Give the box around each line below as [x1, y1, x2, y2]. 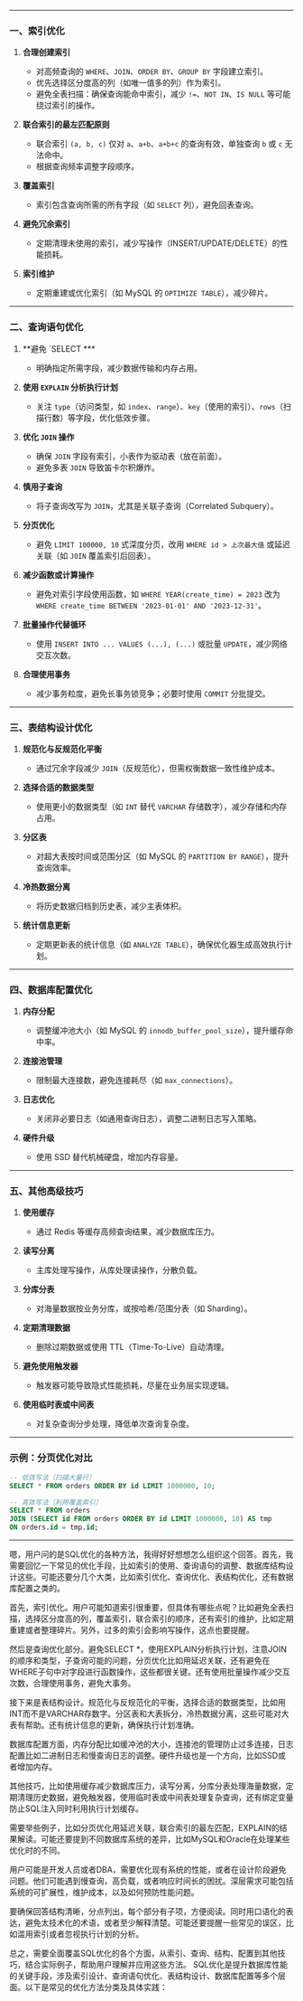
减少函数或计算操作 [22, 569, 95, 580]
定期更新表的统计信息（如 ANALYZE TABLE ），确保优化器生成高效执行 [35, 939, 285, 949]
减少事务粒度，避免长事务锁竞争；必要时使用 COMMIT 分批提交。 [35, 688, 271, 699]
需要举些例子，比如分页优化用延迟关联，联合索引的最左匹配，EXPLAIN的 [9, 1823, 280, 1834]
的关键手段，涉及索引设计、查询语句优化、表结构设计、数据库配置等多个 [9, 1970, 278, 1981]
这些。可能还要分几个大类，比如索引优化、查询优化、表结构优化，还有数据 [16, 1572, 294, 1582]
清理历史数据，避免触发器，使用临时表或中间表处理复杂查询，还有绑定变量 [16, 1792, 294, 1803]
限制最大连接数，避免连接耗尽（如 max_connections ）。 [35, 1075, 237, 1086]
